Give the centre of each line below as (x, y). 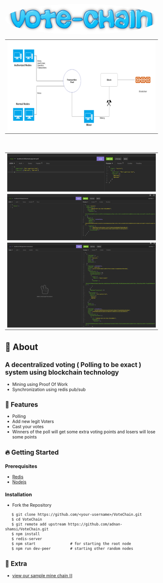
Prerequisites (21, 466)
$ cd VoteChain (27, 520)
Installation (19, 494)
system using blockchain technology (62, 373)
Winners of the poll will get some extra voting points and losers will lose (84, 432)
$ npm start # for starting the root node (71, 544)
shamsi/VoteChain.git (27, 529)
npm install (28, 534)
